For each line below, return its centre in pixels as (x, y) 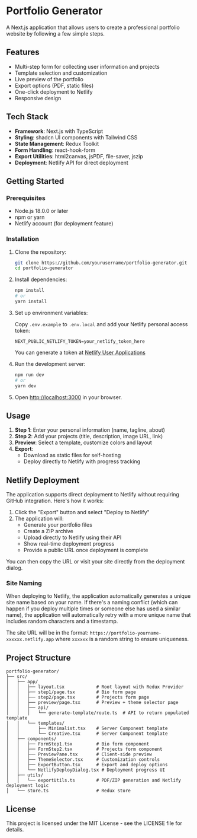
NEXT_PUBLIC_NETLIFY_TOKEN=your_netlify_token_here (80, 341)
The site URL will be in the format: (47, 633)
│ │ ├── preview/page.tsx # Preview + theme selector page (92, 703)
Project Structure (38, 657)
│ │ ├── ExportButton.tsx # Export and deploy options (87, 765)
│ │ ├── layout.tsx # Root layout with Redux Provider (95, 687)
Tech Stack (27, 117)
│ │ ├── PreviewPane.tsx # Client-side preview (79, 754)
